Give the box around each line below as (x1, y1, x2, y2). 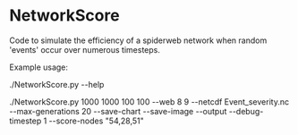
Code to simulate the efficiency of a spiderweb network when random (9, 35, 268, 46)
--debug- (228, 105, 264, 116)
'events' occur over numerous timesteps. (9, 44, 161, 55)
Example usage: (9, 62, 69, 72)
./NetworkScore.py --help (9, 79, 105, 89)
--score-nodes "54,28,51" (48, 115, 145, 126)
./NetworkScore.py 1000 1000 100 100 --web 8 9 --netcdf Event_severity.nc (9, 96, 289, 107)
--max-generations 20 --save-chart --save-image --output (9, 105, 227, 116)
